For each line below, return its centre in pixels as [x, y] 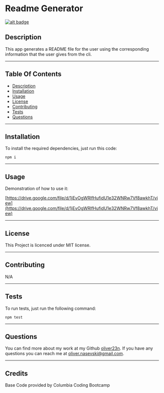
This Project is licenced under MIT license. [48, 245]
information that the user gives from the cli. [48, 54]
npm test [14, 317]
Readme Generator [44, 9]
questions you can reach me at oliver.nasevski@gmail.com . [65, 354]
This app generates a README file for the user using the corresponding [77, 49]
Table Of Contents [33, 74]
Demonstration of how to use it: [37, 188]
